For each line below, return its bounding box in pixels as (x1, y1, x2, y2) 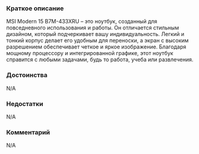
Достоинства (6, 71, 48, 79)
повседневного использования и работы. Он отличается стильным (6, 24, 179, 31)
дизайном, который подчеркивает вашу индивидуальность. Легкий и (6, 31, 185, 38)
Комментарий (6, 128, 50, 136)
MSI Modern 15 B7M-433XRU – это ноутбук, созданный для (6, 18, 158, 25)
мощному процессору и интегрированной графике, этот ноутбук (6, 50, 174, 57)
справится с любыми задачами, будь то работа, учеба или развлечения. (6, 56, 194, 64)
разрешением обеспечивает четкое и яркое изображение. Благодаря (6, 43, 186, 50)
